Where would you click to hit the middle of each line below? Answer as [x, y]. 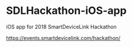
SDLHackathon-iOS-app [67, 11]
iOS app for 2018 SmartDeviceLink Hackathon [62, 27]
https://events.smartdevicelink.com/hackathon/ [63, 38]
